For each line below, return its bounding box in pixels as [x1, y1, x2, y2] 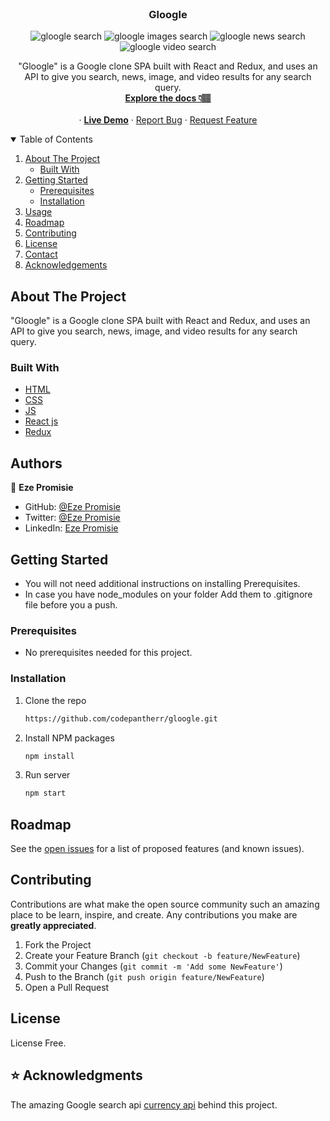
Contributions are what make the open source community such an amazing [10, 898, 320, 910]
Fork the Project [24, 938, 92, 951]
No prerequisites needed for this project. [24, 647, 193, 659]
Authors [10, 455, 63, 472]
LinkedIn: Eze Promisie [24, 522, 119, 534]
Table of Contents [19, 133, 93, 146]
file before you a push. [24, 599, 118, 611]
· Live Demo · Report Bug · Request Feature [78, 114, 258, 126]
